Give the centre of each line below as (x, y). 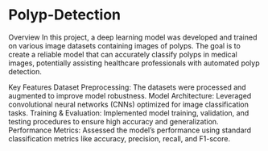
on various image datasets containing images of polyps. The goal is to (125, 45)
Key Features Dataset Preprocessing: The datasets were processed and (128, 87)
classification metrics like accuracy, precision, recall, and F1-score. (120, 138)
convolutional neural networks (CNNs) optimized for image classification (129, 104)
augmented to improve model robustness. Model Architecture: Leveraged (130, 95)
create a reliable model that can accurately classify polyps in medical (123, 54)
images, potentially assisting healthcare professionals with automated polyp (134, 63)
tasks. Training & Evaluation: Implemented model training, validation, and (129, 113)
